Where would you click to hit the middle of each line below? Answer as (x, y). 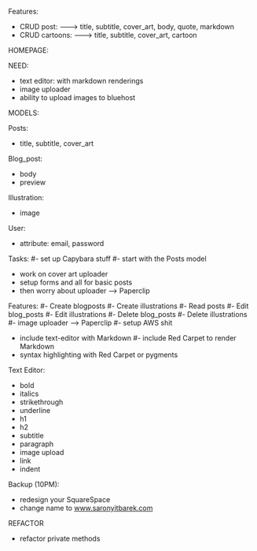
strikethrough (41, 402)
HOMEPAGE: (29, 50)
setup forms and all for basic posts (76, 282)
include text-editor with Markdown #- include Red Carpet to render (128, 338)
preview (32, 182)
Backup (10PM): (34, 484)
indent (30, 469)
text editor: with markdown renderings (81, 81)
